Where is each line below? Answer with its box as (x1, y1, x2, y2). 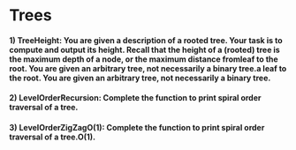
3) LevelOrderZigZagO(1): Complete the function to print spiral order (9, 122, 265, 132)
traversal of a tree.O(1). (9, 131, 95, 142)
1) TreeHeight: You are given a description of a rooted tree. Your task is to (9, 34, 283, 45)
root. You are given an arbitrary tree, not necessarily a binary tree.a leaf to (9, 63, 287, 73)
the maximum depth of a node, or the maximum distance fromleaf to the (9, 54, 278, 64)
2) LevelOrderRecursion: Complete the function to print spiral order (9, 93, 262, 103)
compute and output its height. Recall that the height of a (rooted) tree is (9, 44, 280, 55)
